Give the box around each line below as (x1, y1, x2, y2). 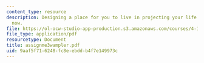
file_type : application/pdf (6, 31, 78, 37)
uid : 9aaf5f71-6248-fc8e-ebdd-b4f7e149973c (6, 48, 118, 54)
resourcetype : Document (6, 37, 67, 43)
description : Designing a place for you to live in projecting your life (6, 14, 197, 20)
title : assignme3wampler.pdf (6, 43, 80, 49)
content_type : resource (6, 8, 67, 15)
